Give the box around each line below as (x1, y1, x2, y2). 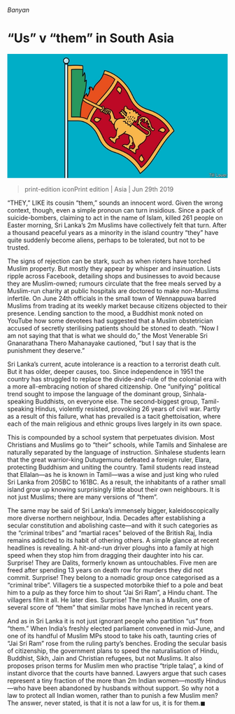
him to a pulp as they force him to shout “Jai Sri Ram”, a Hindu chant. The (7, 588, 218, 597)
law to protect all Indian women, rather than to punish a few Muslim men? (7, 692, 218, 700)
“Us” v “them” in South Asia (7, 30, 175, 46)
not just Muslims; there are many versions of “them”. (7, 493, 159, 501)
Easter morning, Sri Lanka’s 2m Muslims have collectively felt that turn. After (7, 221, 227, 229)
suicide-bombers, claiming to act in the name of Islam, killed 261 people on (7, 214, 223, 222)
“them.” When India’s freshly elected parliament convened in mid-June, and (7, 624, 225, 633)
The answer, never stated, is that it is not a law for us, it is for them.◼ (7, 699, 206, 708)
